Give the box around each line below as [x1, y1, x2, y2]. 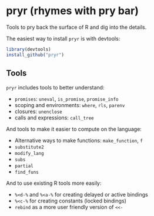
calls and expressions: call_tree [14, 114, 94, 121]
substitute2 [14, 144, 44, 150]
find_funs [14, 169, 39, 175]
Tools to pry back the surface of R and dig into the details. [6, 24, 147, 31]
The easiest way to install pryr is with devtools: [6, 35, 120, 42]
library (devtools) [6, 46, 51, 52]
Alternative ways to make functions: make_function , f [14, 137, 143, 144]
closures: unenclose [14, 108, 63, 115]
